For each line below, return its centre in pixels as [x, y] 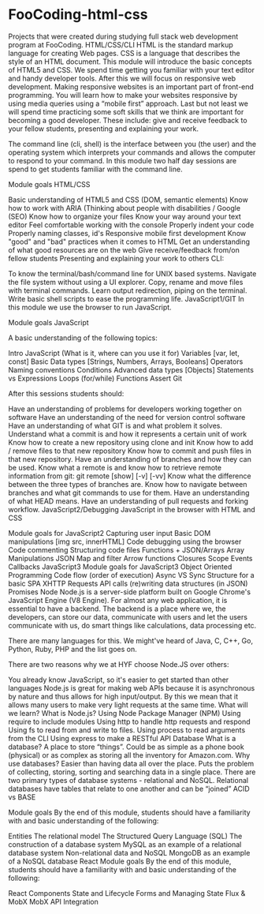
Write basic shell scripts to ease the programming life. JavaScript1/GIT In [126, 298]
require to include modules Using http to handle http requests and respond [129, 721]
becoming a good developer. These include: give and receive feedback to [128, 120]
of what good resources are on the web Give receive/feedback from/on [124, 249]
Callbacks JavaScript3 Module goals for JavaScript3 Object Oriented [120, 567]
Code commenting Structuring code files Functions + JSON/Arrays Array [126, 549]
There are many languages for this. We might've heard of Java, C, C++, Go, [131, 640]
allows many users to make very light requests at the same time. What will [128, 705]
